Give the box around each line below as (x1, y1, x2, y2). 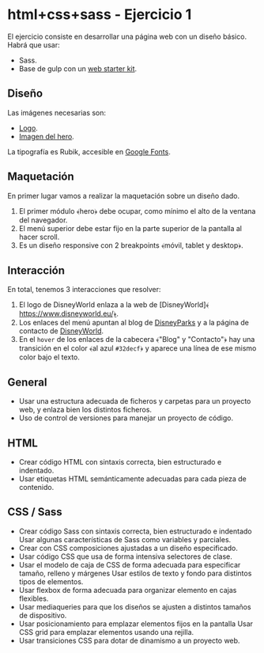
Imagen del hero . (18, 131, 74, 141)
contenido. (18, 483, 55, 492)
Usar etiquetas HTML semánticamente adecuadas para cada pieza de (18, 474, 247, 484)
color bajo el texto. (18, 352, 81, 362)
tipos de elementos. (18, 576, 84, 587)
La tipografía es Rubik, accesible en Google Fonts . (7, 146, 171, 156)
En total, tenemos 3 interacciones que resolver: (7, 285, 161, 294)
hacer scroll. (18, 232, 60, 241)
